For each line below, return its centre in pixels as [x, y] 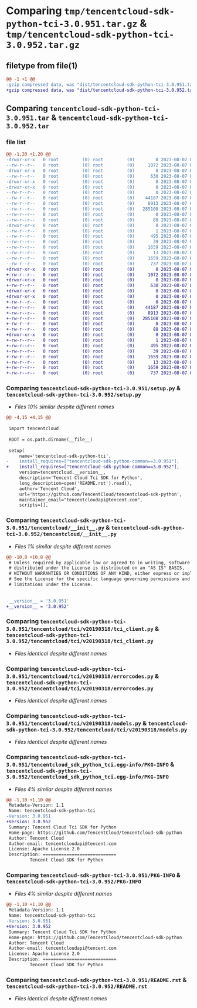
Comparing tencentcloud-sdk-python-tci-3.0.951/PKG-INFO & [93, 875]
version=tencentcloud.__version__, [63, 473]
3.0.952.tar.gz [43, 45]
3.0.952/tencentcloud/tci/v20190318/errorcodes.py [80, 688]
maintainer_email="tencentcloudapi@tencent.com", [81, 500]
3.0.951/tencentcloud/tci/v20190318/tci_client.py [80, 629]
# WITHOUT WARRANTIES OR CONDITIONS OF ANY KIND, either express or [94, 574]
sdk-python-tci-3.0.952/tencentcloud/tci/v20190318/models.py [97, 730]
